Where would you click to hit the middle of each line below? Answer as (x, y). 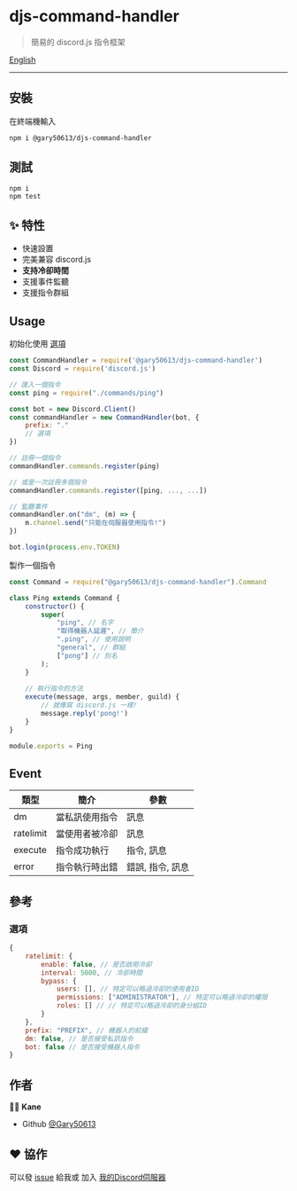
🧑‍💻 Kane (25, 1107)
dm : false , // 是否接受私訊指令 (80, 1038)
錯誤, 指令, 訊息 (158, 867)
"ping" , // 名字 (85, 623)
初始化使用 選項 (38, 344)
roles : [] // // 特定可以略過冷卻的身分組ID (132, 1006)
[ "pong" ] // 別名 (87, 655)
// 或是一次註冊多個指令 (48, 482)
